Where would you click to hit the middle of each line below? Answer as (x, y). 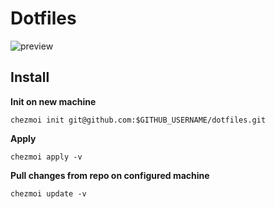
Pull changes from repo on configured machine (110, 175)
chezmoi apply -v (46, 157)
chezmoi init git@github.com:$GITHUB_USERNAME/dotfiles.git (138, 120)
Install (30, 77)
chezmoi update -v (48, 193)
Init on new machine (53, 101)
